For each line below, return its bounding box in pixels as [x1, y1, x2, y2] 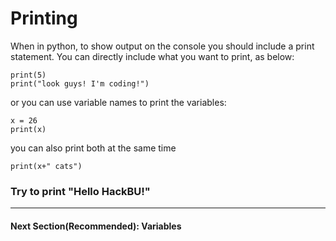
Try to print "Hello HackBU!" [10, 184, 151, 198]
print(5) [10, 70, 47, 80]
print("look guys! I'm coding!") [10, 78, 150, 89]
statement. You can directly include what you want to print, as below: [10, 50, 295, 62]
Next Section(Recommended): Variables [10, 220, 182, 232]
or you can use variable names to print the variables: [10, 96, 227, 108]
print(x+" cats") [10, 161, 83, 171]
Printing [10, 7, 78, 30]
